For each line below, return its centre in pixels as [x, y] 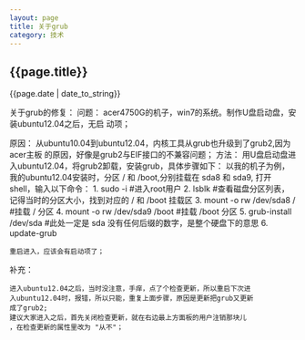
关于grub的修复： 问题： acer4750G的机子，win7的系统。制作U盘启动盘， [149, 113]
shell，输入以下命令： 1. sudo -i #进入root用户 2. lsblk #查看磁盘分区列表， [149, 189]
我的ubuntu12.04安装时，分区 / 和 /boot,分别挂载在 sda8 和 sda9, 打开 [141, 178]
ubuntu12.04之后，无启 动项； [73, 124]
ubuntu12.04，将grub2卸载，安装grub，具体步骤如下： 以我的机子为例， [153, 166]
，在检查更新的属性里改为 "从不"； [66, 328]
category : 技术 [37, 35]
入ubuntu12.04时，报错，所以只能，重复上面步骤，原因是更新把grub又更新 [132, 299]
